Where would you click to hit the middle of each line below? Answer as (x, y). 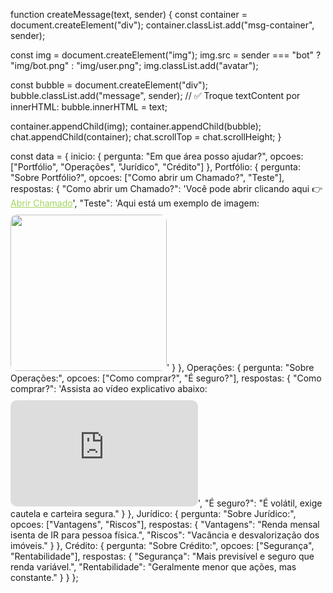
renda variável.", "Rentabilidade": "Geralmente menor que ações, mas (153, 567)
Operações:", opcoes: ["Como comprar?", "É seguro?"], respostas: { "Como (166, 378)
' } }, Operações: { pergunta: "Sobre (240, 367)
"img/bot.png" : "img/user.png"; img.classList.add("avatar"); (134, 65)
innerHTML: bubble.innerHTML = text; (89, 107)
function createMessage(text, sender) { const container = (129, 14)
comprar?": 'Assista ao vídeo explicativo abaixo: (109, 388)
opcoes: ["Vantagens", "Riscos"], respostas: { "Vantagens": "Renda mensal (165, 524)
